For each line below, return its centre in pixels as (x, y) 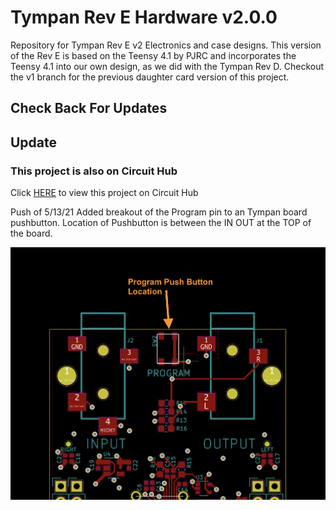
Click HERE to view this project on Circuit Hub (104, 193)
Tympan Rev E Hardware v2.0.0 (144, 17)
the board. (31, 233)
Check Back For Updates (89, 108)
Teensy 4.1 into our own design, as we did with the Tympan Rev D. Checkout (167, 66)
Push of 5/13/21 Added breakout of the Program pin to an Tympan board (159, 212)
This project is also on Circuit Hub (94, 171)
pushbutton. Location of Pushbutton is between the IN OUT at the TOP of (161, 223)
